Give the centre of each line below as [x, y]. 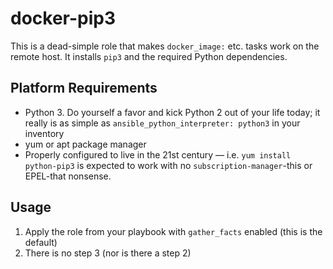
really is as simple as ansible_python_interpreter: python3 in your [162, 123]
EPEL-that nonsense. [68, 176]
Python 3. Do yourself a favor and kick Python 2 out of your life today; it [172, 112]
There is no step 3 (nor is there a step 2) [108, 253]
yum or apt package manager [85, 144]
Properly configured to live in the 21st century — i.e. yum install [158, 154]
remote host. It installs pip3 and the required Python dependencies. [149, 56]
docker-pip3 [63, 18]
